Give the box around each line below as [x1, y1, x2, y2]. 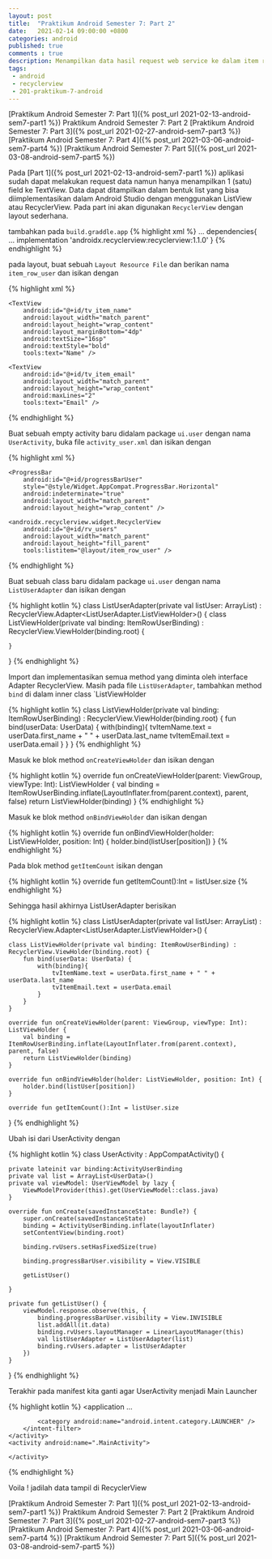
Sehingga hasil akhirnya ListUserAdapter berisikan [8, 901, 176, 911]
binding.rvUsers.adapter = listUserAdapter [37, 1342, 186, 1351]
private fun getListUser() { [8, 1300, 107, 1308]
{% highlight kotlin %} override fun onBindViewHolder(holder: [8, 828, 215, 838]
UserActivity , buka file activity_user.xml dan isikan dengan [8, 437, 212, 447]
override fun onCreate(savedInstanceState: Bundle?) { [8, 1208, 198, 1216]
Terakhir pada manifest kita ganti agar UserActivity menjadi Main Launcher [8, 1386, 257, 1396]
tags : [8, 65, 27, 73]
